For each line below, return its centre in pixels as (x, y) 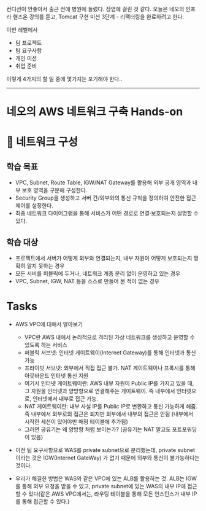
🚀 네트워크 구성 (42, 142)
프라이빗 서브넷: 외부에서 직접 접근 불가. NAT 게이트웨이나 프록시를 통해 (110, 368)
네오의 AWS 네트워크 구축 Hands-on (95, 112)
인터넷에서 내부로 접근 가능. (65, 399)
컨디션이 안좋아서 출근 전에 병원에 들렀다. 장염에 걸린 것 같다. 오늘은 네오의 (95, 9)
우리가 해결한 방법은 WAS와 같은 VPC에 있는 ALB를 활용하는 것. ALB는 (100, 478)
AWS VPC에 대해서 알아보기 (49, 324)
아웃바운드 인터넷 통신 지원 (56, 375)
